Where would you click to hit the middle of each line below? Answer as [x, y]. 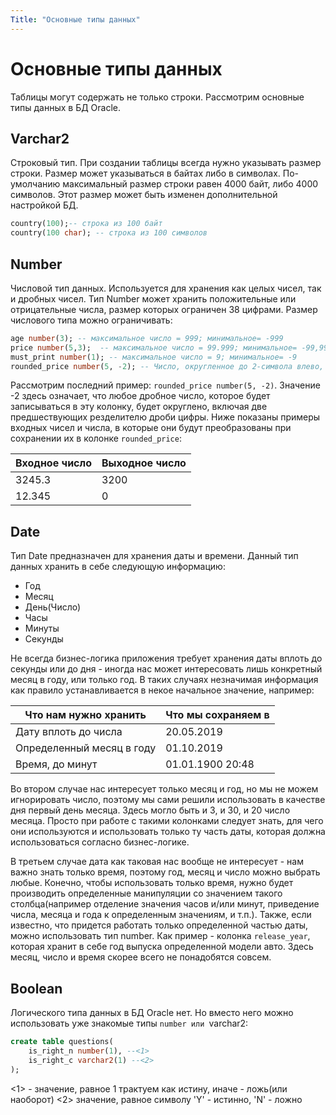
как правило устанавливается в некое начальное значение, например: [162, 690]
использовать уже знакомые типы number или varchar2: [129, 1023]
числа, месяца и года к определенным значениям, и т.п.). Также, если [161, 915]
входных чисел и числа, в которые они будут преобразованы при [151, 428]
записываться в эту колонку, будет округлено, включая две [139, 407]
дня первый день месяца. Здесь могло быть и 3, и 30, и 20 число [150, 810]
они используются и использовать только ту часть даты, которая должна [168, 832]
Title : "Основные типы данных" [75, 19]
